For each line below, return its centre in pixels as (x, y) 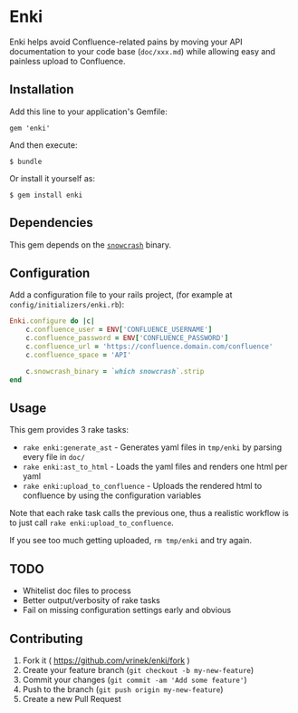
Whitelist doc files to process (77, 591)
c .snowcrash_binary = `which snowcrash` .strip (115, 371)
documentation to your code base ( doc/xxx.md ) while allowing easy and (143, 51)
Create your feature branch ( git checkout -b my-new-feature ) (138, 669)
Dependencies (51, 223)
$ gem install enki (46, 195)
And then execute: (43, 145)
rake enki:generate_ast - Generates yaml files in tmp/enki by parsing (152, 447)
